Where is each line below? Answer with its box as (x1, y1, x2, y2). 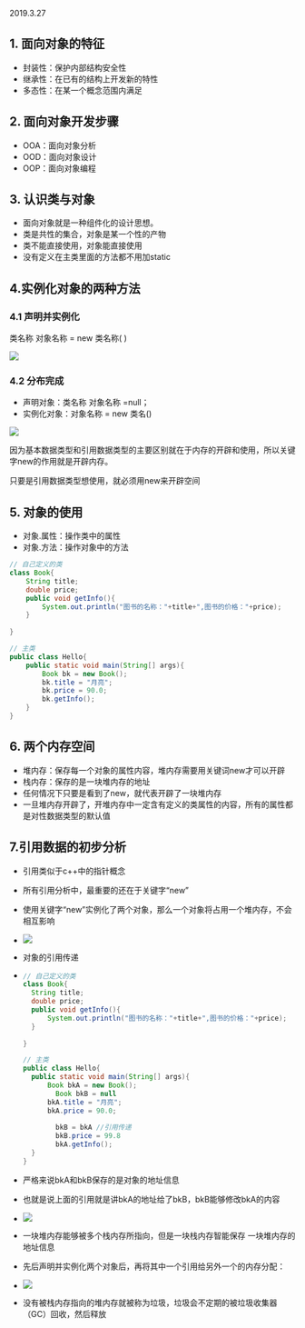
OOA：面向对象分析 (22, 140, 97, 151)
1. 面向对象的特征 (9, 36, 105, 52)
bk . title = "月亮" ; (42, 677, 113, 687)
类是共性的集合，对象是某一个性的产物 (22, 229, 166, 240)
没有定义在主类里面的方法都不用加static (22, 252, 171, 263)
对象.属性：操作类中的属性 (22, 531, 121, 542)
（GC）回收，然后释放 (22, 1308, 107, 1319)
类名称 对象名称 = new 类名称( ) (9, 333, 127, 344)
